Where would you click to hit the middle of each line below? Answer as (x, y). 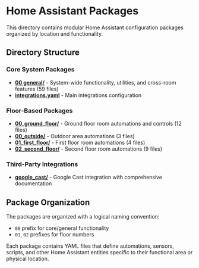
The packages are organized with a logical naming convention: (83, 217)
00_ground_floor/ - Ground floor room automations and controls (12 (98, 123)
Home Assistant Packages (72, 11)
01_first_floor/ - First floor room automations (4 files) (80, 142)
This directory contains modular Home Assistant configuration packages (95, 27)
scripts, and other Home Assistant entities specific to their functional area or (99, 253)
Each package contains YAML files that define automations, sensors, (90, 246)
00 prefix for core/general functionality (62, 228)
